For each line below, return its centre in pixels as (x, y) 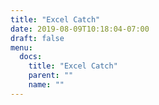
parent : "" (51, 76)
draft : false (37, 38)
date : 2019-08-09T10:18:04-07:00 (80, 29)
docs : (31, 57)
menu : (21, 47)
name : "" (46, 85)
